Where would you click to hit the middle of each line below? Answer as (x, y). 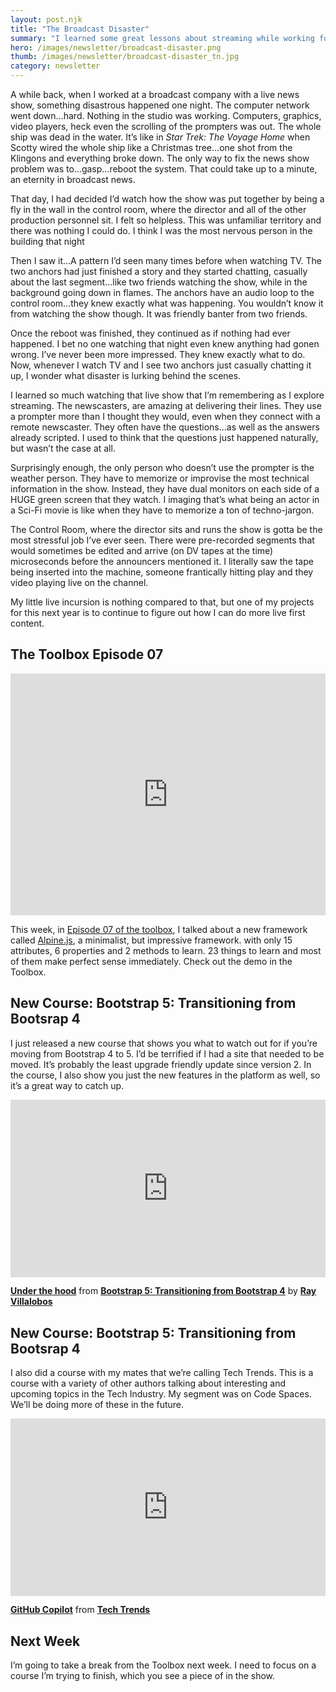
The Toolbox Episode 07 (87, 654)
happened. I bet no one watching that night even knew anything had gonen (165, 344)
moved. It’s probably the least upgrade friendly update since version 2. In (161, 1064)
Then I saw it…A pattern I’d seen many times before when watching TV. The (166, 260)
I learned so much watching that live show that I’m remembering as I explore (167, 395)
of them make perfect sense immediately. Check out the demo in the (151, 961)
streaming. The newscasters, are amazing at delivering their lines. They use (166, 405)
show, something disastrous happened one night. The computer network (160, 105)
